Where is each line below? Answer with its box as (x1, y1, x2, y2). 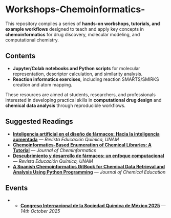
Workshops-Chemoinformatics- (5, 4, 145, 15)
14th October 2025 (20, 208, 60, 214)
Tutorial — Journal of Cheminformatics (12, 147, 96, 153)
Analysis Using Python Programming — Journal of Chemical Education (12, 169, 166, 175)
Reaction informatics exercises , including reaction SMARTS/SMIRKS (12, 76, 160, 82)
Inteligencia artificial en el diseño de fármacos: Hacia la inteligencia (12, 130, 160, 137)
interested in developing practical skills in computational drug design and (5, 97, 162, 103)
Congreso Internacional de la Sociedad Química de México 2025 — (20, 203, 166, 209)
